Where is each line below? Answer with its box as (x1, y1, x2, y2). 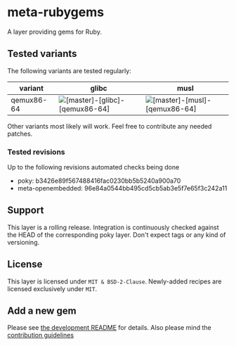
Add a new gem (7, 305, 77, 317)
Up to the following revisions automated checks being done (7, 163, 180, 172)
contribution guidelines (7, 331, 74, 340)
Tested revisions (7, 147, 65, 157)
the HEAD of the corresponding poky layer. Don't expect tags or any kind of (7, 230, 226, 239)
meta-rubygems (7, 4, 104, 20)
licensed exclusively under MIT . (7, 284, 97, 293)
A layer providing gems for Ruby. (7, 27, 102, 36)
